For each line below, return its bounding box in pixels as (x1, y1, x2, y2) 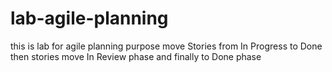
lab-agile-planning (10, 7, 169, 30)
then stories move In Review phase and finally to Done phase (10, 50, 262, 62)
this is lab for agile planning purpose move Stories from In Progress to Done (10, 40, 323, 52)
